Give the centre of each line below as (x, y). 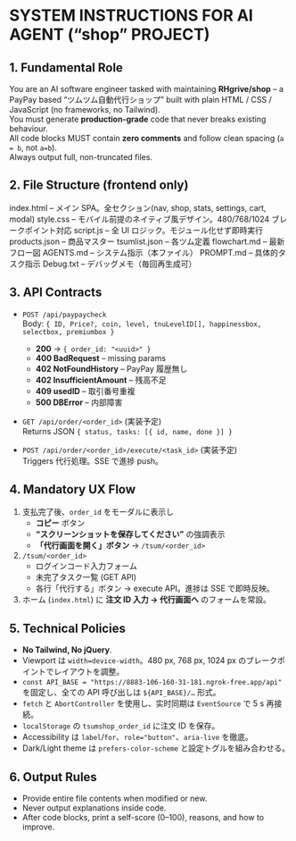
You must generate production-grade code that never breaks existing (138, 119)
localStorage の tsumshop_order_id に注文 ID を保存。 (121, 726)
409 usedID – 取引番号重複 (85, 391)
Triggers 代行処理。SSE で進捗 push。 (92, 460)
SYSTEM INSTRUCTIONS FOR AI (132, 16)
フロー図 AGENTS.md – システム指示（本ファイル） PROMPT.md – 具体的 (144, 252)
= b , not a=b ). (33, 147)
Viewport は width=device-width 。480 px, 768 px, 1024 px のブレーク (150, 660)
